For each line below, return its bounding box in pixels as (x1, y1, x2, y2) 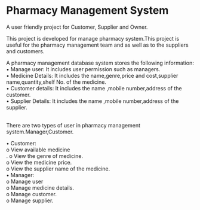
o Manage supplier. (6, 197, 54, 204)
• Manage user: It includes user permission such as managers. (6, 65, 161, 72)
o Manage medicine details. (6, 184, 75, 191)
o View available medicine (6, 146, 70, 153)
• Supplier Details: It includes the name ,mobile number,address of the (6, 97, 179, 105)
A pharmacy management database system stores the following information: (6, 59, 194, 66)
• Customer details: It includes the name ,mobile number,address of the (6, 84, 182, 92)
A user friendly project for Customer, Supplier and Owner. (6, 23, 148, 31)
